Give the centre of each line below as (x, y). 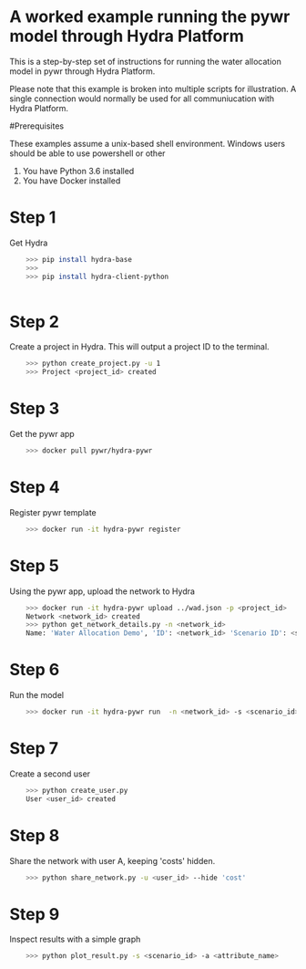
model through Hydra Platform (127, 36)
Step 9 (35, 914)
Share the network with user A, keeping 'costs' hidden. (112, 860)
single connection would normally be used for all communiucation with (142, 99)
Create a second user (50, 774)
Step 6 (35, 670)
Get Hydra (29, 243)
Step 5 (34, 565)
